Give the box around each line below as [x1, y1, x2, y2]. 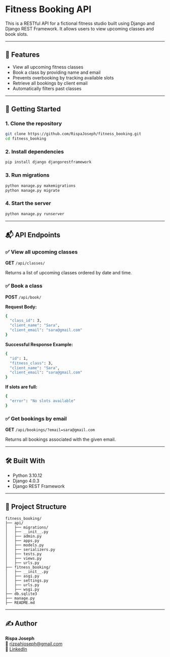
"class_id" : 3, [10, 318, 42, 323]
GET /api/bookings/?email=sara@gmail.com [5, 427, 95, 433]
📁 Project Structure [5, 503, 67, 511]
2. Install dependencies [5, 148, 64, 155]
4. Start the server [5, 200, 52, 207]
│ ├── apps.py [5, 538, 39, 543]
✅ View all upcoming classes [5, 248, 78, 255]
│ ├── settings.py [5, 578, 49, 583]
